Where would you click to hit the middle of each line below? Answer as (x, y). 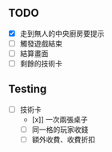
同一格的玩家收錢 (60, 129)
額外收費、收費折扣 (64, 140)
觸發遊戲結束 (41, 43)
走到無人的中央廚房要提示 (62, 33)
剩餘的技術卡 (41, 64)
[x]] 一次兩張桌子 (60, 119)
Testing (28, 89)
